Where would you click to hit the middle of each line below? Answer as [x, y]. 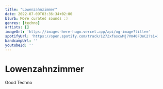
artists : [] [17, 27]
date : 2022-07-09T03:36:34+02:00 [39, 14]
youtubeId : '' [19, 45]
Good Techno [19, 82]
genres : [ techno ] [23, 23]
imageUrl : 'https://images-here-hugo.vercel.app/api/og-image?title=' [78, 32]
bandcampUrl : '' [21, 41]
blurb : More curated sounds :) [37, 18]
